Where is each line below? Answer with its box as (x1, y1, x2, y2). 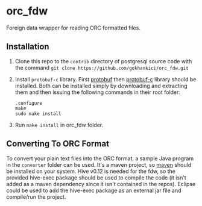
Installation (6, 42, 49, 52)
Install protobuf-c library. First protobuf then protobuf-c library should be (14, 75, 197, 83)
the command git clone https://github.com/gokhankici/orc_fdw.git (14, 64, 189, 71)
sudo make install (14, 110, 62, 117)
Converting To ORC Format (6, 139, 110, 149)
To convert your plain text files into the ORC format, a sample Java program (6, 155, 194, 162)
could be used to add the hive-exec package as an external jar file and (6, 187, 182, 194)
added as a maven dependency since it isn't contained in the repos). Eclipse (6, 180, 196, 187)
